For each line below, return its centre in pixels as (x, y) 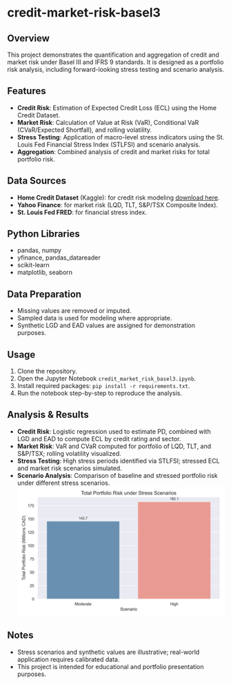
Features (27, 91)
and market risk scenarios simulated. (69, 468)
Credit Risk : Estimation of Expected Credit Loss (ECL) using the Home (117, 108)
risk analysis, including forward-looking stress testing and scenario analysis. (115, 69)
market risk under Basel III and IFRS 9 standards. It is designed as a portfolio (115, 62)
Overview (29, 38)
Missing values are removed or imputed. (74, 311)
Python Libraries (44, 234)
